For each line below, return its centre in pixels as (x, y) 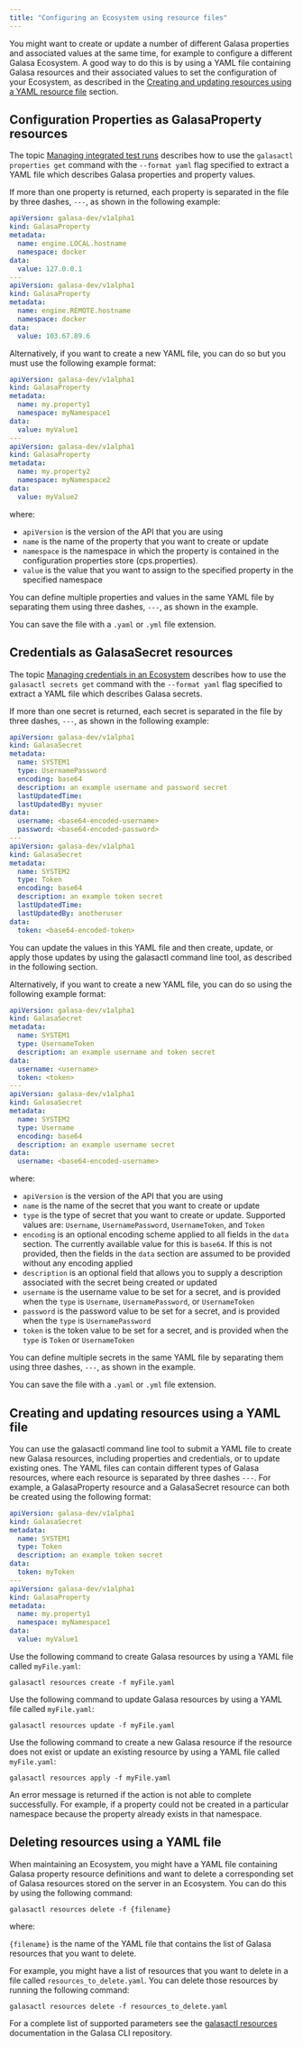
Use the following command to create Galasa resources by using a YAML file (151, 1656)
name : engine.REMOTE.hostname (74, 311)
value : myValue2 (48, 497)
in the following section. (54, 966)
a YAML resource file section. (64, 91)
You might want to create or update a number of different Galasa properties (150, 43)
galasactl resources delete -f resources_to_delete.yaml (119, 2006)
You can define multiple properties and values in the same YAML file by (142, 597)
